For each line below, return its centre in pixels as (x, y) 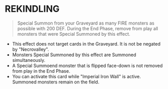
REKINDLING (32, 9)
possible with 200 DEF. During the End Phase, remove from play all (88, 28)
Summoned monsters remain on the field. (56, 82)
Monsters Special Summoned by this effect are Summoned (74, 55)
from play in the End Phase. (41, 71)
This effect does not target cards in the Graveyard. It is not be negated (86, 43)
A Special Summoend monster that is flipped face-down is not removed (87, 65)
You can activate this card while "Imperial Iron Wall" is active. (77, 76)
